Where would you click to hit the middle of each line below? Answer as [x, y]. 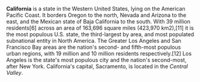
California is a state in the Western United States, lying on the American [96, 9]
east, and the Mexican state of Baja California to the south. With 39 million [98, 21]
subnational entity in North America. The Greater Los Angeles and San [94, 41]
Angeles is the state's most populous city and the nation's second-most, [96, 60]
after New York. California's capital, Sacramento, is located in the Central [97, 66]
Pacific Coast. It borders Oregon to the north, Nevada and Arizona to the [96, 15]
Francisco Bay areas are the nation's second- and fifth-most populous [94, 47]
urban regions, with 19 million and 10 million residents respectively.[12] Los [99, 53]
